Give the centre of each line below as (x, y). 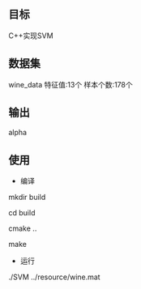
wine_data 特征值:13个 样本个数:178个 (70, 84)
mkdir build (27, 198)
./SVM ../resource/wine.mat (54, 277)
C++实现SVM (31, 36)
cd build (22, 213)
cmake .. (23, 228)
